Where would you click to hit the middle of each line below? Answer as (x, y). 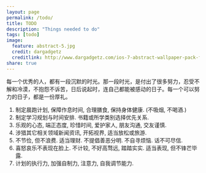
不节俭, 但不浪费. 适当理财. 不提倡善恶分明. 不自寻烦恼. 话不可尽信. (99, 140)
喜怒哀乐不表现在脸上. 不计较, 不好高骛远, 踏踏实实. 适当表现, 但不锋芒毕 (106, 148)
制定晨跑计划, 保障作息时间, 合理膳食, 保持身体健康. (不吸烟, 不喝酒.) (101, 109)
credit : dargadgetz (37, 52)
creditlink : (27, 57)
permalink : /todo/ (30, 18)
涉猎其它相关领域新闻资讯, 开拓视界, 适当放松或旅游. (81, 133)
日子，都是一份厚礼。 (44, 97)
